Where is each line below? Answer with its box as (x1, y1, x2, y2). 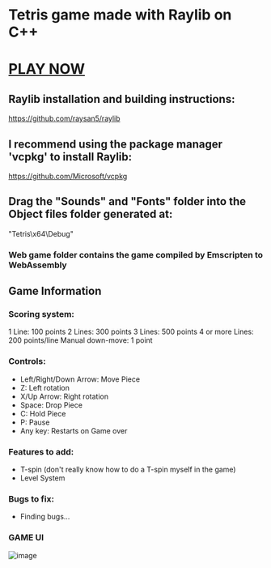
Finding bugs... (19, 512, 70, 522)
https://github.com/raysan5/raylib (8, 113, 121, 123)
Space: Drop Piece (19, 399, 83, 410)
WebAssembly (8, 259, 67, 271)
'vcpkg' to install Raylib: (8, 150, 133, 164)
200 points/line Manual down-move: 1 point (8, 335, 153, 345)
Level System (19, 473, 66, 483)
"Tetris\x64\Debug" (8, 228, 74, 238)
